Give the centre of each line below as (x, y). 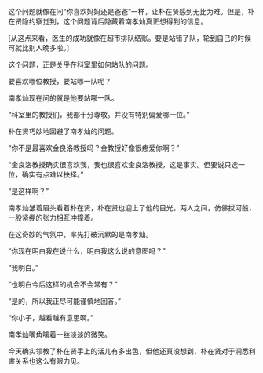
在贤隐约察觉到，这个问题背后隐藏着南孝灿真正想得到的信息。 (108, 21)
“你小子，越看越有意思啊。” (51, 318)
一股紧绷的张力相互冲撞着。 (53, 218)
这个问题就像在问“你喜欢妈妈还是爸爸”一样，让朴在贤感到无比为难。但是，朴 (131, 11)
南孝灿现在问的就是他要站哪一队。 (63, 98)
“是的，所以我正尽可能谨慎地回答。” (65, 301)
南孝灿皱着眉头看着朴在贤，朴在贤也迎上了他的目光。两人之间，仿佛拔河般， (132, 208)
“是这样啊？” (29, 191)
